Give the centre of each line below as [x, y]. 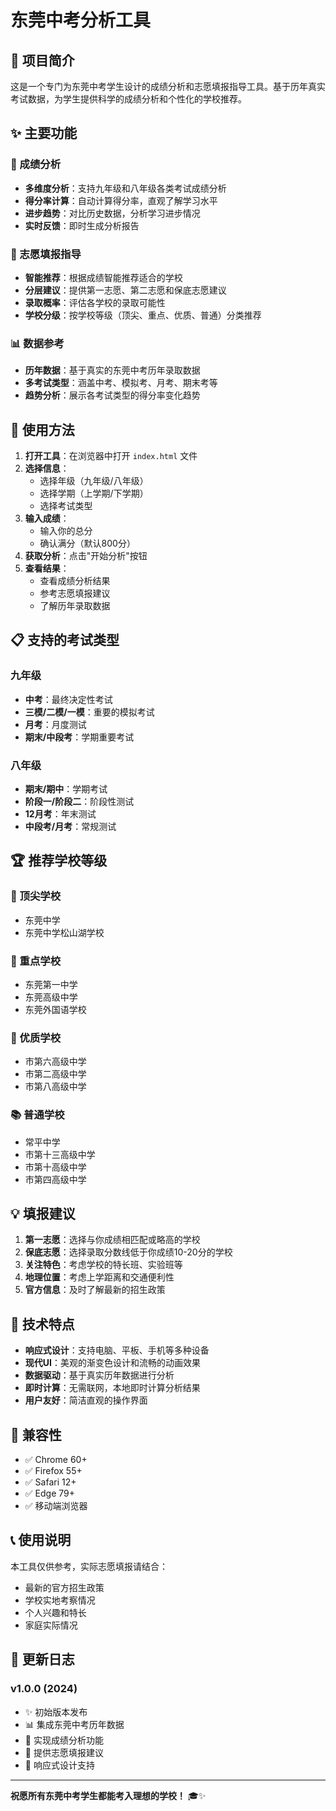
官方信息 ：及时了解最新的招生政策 [95, 1290]
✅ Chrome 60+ [56, 1460]
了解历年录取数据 [75, 606]
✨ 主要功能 [44, 133]
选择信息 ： [47, 468]
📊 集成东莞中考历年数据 [74, 1724]
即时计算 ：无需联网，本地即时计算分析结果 [112, 1388]
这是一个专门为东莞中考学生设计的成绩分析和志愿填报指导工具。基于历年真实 [168, 86]
